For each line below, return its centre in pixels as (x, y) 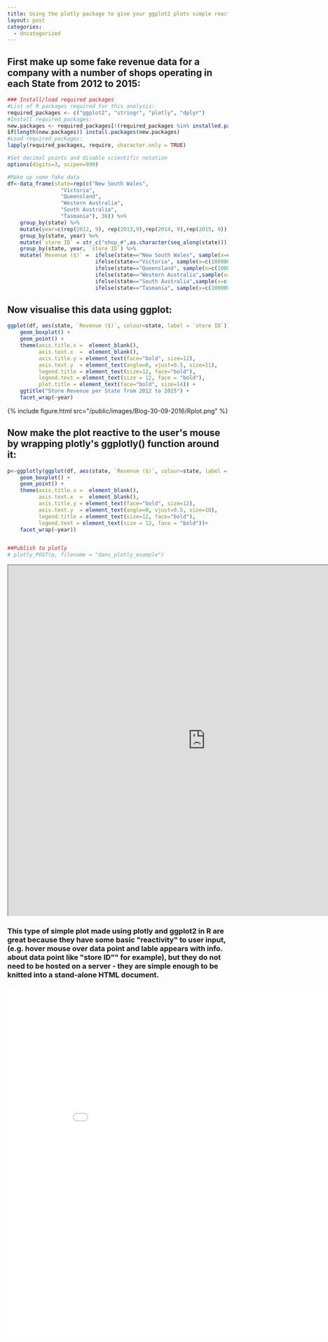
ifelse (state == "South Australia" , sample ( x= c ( (163, 281)
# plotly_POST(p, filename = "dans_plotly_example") (86, 555)
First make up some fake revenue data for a (103, 61)
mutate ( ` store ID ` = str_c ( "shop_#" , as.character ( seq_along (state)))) (125, 242)
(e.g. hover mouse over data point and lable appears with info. (115, 949)
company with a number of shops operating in (110, 73)
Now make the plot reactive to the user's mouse (114, 433)
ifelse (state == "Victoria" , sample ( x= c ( (153, 262)
